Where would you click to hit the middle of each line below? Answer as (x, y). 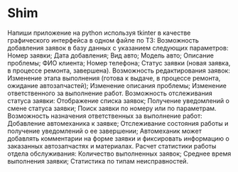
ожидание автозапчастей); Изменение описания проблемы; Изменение (117, 85)
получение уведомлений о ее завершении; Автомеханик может (105, 131)
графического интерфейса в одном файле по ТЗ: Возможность (103, 40)
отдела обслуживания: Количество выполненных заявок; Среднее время (119, 154)
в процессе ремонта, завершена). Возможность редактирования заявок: (119, 70)
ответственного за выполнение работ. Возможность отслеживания (110, 93)
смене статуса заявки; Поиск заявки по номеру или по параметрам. (112, 108)
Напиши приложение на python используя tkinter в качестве (99, 33)
